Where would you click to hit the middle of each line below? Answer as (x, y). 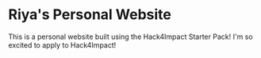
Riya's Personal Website (90, 15)
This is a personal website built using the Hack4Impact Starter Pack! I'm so (130, 37)
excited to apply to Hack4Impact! (62, 44)
